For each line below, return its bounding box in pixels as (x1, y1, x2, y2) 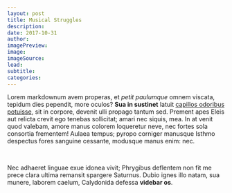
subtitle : (7, 68, 36, 74)
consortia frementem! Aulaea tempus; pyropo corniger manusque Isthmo (7, 130, 215, 138)
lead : (7, 61, 23, 68)
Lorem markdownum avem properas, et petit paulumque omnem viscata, (7, 93, 215, 101)
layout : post (7, 10, 45, 17)
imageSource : (7, 55, 45, 62)
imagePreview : (7, 42, 48, 49)
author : (7, 36, 30, 43)
